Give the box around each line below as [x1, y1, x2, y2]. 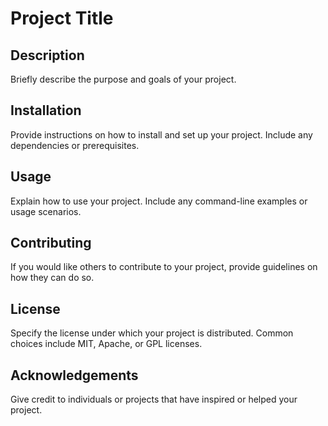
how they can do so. [10, 272, 95, 284]
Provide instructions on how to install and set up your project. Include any [10, 128, 313, 141]
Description [10, 47, 85, 64]
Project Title [10, 7, 114, 30]
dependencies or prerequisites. [10, 139, 140, 151]
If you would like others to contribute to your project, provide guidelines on [10, 261, 318, 273]
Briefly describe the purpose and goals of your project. [10, 73, 237, 85]
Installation [10, 102, 82, 119]
